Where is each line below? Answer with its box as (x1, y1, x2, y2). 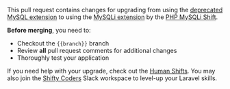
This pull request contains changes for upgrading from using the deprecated (7, 6, 223, 14)
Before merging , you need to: (7, 26, 91, 34)
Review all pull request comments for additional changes (16, 47, 177, 54)
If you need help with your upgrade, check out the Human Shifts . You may (7, 67, 216, 75)
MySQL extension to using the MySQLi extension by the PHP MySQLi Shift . (7, 13, 218, 21)
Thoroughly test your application (16, 54, 110, 62)
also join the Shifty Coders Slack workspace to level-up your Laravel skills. (7, 74, 218, 82)
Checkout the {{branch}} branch (16, 39, 110, 47)
